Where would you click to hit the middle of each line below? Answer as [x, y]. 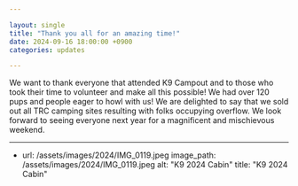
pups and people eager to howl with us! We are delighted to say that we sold [149, 102]
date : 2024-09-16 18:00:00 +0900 [71, 42]
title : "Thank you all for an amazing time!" [94, 33]
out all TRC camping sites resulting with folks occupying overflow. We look [145, 111]
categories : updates [47, 50]
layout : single [37, 25]
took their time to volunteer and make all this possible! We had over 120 [140, 92]
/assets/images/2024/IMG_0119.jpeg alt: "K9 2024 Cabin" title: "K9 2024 [155, 165]
